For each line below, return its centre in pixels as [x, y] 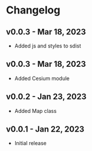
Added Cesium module [42, 78]
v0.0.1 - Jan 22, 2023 [45, 129]
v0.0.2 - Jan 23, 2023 [46, 97]
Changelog [33, 10]
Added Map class [36, 111]
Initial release [30, 143]
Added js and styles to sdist [48, 46]
